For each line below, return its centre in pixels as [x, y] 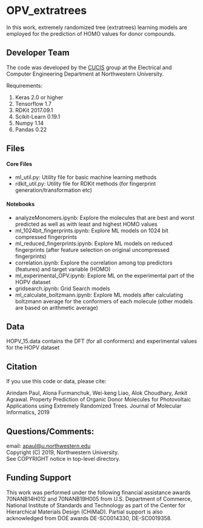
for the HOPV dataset [33, 348]
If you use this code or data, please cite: [56, 381]
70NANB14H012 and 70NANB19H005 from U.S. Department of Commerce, [99, 499]
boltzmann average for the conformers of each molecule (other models [104, 301]
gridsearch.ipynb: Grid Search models [62, 288]
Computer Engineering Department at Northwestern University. [85, 74]
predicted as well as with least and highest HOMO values [86, 224]
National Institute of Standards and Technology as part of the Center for [96, 505]
